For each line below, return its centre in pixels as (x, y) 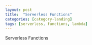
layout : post (19, 10)
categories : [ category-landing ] (39, 19)
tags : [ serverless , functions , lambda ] (46, 24)
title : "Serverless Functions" (39, 14)
